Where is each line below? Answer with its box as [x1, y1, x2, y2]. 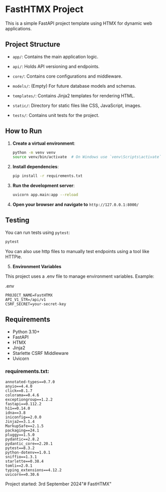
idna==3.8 [5, 410, 26, 415]
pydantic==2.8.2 [5, 437, 39, 442]
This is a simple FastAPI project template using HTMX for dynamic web [5, 20, 152, 26]
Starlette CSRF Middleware [12, 350, 69, 356]
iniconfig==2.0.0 [5, 414, 42, 419]
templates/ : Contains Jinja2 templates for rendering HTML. [12, 92, 135, 99]
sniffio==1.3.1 [5, 454, 37, 459]
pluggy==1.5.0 [5, 432, 35, 437]
